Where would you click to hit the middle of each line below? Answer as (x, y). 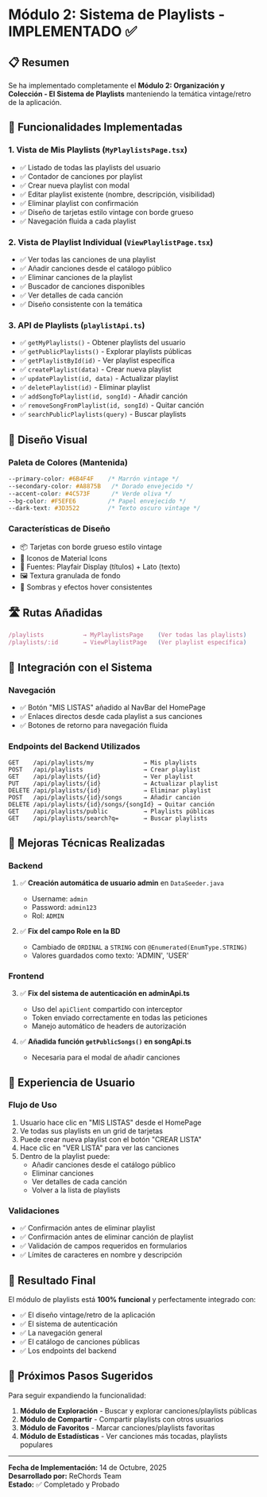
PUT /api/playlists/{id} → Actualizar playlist (113, 784)
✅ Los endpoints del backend (68, 1351)
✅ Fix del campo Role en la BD (70, 931)
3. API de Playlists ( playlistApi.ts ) (77, 325)
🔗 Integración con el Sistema (80, 667)
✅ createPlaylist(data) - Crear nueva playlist (96, 369)
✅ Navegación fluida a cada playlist (78, 221)
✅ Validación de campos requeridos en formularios (103, 1246)
